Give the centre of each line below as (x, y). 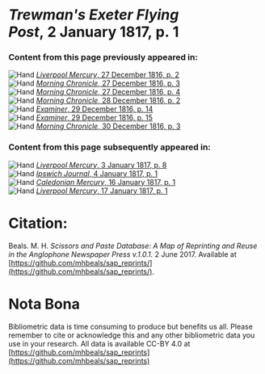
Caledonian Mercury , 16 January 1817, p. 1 (106, 182)
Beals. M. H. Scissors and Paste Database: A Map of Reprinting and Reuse (133, 246)
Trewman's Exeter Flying (94, 15)
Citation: (38, 223)
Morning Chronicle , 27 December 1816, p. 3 (108, 83)
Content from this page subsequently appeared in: (110, 147)
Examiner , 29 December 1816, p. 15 (95, 118)
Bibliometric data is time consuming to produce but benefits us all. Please (130, 326)
